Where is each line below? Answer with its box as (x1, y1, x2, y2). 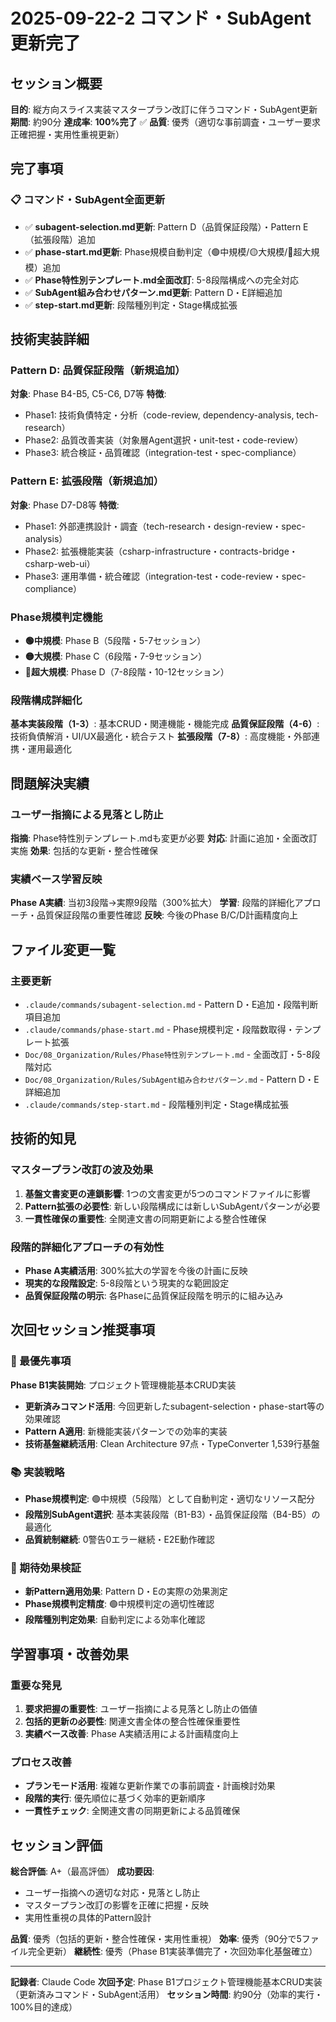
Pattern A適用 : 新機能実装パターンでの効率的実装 (24, 1425, 228, 1437)
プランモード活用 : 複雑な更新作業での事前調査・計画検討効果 (24, 1780, 276, 1792)
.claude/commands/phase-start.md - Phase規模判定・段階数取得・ (24, 1023, 295, 1035)
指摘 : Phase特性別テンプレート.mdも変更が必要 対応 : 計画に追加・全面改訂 (10, 832, 318, 844)
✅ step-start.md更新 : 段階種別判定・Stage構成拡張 (24, 299, 238, 311)
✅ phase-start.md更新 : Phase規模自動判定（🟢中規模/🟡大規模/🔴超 (24, 245, 303, 258)
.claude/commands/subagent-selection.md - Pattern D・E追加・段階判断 (24, 998, 319, 1010)
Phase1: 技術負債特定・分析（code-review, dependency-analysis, (24, 409, 295, 421)
